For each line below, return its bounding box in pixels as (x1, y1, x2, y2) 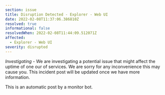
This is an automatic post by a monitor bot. (5, 83, 93, 90)
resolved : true (5, 21, 37, 26)
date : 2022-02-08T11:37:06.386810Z (5, 16, 79, 21)
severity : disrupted (5, 44, 48, 49)
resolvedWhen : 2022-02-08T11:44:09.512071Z (5, 30, 97, 35)
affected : (5, 35, 26, 40)
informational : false (5, 26, 50, 31)
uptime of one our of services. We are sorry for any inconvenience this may (5, 63, 161, 69)
